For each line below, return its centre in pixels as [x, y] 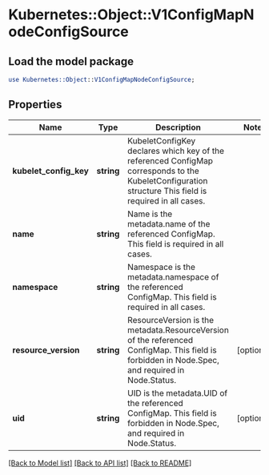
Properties [35, 105]
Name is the [150, 214]
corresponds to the [164, 171]
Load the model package [71, 61]
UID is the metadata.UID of [178, 392]
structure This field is [167, 191]
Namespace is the [162, 267]
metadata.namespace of [173, 276]
